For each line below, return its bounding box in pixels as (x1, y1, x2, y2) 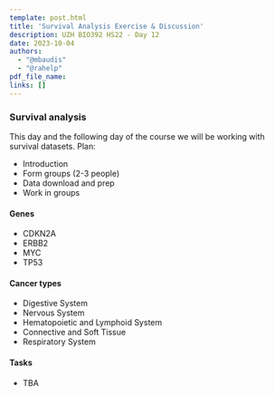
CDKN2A (22, 228, 57, 239)
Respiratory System (22, 336, 97, 347)
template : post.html (9, 13, 88, 23)
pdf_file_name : (9, 72, 67, 82)
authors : (9, 47, 43, 56)
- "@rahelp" (17, 64, 63, 73)
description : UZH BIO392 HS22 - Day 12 (9, 30, 160, 39)
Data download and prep (22, 178, 115, 188)
